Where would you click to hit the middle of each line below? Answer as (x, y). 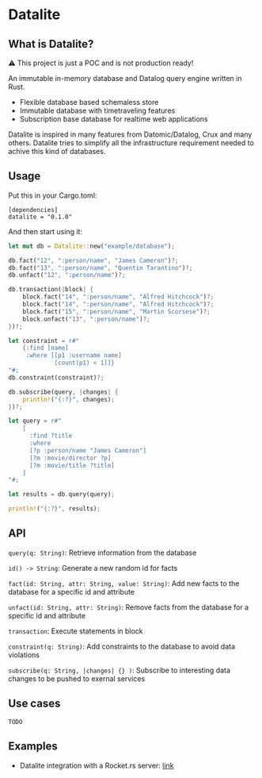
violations (24, 655)
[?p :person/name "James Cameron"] (88, 450)
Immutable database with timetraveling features (97, 110)
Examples (33, 747)
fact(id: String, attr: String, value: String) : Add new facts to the (124, 583)
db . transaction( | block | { (51, 290)
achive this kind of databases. (57, 151)
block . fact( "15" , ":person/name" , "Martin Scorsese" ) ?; (117, 311)
